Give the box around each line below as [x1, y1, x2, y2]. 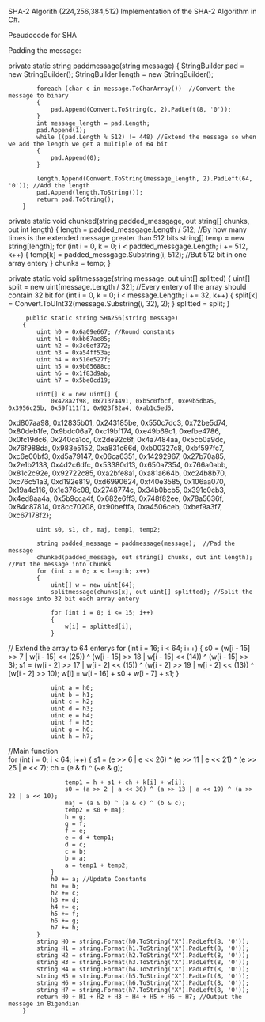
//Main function [8, 747, 59, 755]
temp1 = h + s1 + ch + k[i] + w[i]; [64, 778, 186, 786]
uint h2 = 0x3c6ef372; [36, 342, 112, 350]
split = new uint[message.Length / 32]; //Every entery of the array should [8, 282, 247, 291]
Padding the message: [8, 46, 81, 55]
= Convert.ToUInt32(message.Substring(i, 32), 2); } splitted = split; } [8, 299, 230, 308]
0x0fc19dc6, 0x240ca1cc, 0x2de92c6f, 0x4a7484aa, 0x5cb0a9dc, [8, 435, 225, 444]
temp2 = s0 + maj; [64, 806, 126, 814]
